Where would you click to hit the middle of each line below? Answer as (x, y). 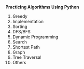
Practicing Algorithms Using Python (42, 7)
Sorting (20, 27)
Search (20, 42)
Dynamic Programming (35, 37)
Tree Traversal (27, 57)
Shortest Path (26, 47)
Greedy (20, 16)
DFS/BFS (21, 32)
